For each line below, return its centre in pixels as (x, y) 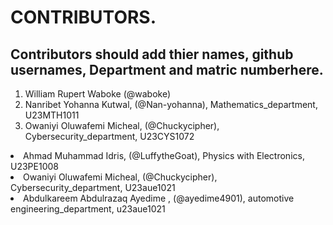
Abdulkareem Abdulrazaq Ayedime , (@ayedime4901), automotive (159, 198)
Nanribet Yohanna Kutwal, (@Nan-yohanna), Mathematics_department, (171, 104)
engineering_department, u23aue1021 (88, 209)
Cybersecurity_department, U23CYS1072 (109, 136)
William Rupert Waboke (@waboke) (98, 94)
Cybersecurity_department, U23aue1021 (93, 187)
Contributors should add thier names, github (152, 54)
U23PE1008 (34, 166)
